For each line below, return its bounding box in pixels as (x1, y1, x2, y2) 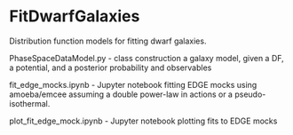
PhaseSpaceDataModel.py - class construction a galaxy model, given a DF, (9, 52, 284, 63)
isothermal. (9, 98, 51, 108)
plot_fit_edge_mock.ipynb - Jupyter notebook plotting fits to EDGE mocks (9, 115, 278, 126)
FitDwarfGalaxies (9, 6, 140, 27)
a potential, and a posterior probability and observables (9, 62, 212, 73)
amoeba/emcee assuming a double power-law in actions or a (9, 89, 234, 99)
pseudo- (234, 89, 266, 99)
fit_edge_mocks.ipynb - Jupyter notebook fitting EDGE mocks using (9, 79, 257, 90)
